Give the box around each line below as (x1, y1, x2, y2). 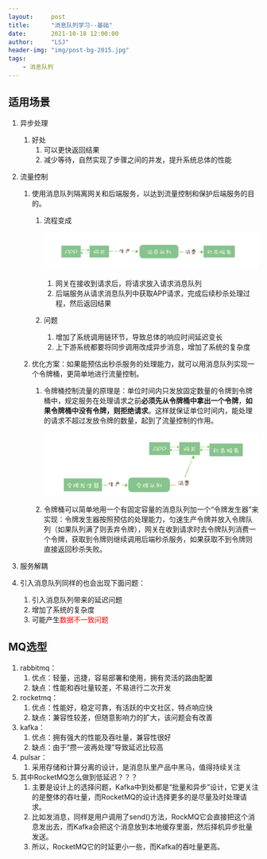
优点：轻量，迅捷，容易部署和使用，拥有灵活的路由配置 (31, 672, 213, 683)
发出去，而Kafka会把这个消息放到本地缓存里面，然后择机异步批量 (38, 822, 253, 831)
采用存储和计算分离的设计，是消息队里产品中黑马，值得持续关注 (31, 762, 241, 772)
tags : (8, 55, 26, 63)
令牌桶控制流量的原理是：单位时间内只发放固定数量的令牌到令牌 (43, 386, 253, 396)
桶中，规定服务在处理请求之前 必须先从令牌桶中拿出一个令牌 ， (43, 396, 246, 405)
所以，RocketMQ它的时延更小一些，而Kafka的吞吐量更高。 (31, 842, 225, 851)
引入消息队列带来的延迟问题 (31, 594, 123, 604)
